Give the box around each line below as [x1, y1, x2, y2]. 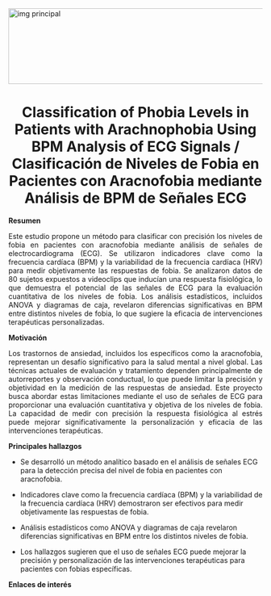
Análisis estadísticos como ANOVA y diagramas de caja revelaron [19, 523, 238, 532]
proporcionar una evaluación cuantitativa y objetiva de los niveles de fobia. [8, 400, 263, 409]
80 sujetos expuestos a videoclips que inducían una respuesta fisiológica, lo [8, 274, 263, 283]
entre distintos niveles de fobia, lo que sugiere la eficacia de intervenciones [8, 308, 263, 318]
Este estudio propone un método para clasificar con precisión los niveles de [8, 231, 263, 241]
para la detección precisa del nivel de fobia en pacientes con [19, 465, 223, 475]
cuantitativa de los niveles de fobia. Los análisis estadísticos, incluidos [8, 291, 263, 301]
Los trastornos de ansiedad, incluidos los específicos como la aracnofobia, [8, 348, 263, 358]
